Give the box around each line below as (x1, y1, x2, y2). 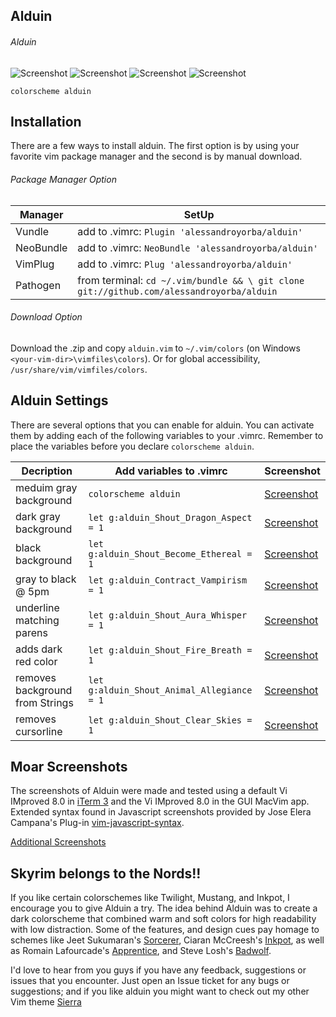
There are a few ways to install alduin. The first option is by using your (10, 140, 300, 152)
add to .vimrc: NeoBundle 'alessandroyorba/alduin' (77, 240, 319, 254)
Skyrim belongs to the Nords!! (10, 865, 202, 882)
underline (15, 600, 60, 614)
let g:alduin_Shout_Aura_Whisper (88, 609, 248, 621)
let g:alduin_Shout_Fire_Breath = (88, 644, 253, 656)
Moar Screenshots (10, 759, 128, 776)
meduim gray (15, 480, 78, 494)
